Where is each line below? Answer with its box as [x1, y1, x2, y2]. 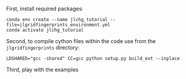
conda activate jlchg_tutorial [6, 27, 84, 33]
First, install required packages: [6, 5, 83, 12]
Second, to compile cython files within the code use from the [6, 38, 156, 44]
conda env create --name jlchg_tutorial [6, 17, 108, 23]
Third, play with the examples [6, 66, 79, 73]
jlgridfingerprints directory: [6, 44, 80, 51]
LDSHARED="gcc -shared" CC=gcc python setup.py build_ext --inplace [6, 56, 180, 62]
